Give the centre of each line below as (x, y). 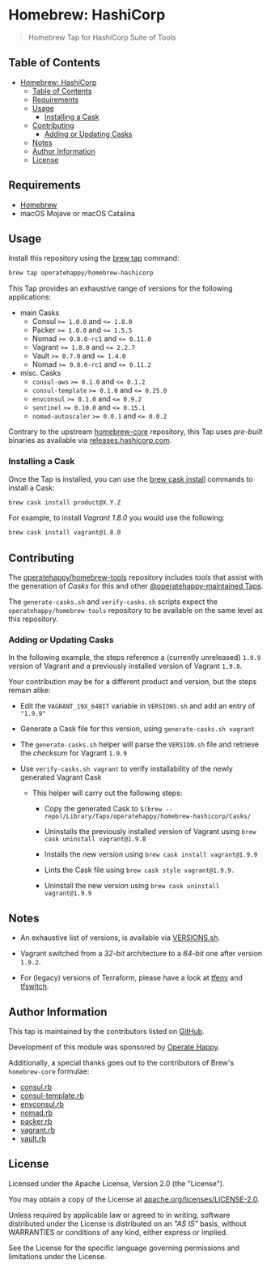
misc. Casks (40, 373)
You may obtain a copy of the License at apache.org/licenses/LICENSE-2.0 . (134, 1199)
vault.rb (33, 1138)
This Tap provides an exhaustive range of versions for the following (121, 288)
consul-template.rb (52, 1096)
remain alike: (30, 691)
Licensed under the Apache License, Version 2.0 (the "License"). (116, 1183)
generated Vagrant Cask (61, 777)
